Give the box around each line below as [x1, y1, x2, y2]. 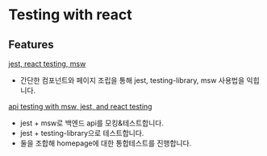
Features [8, 38, 54, 51]
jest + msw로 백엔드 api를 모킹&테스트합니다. [19, 118, 164, 128]
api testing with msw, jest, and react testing [8, 102, 152, 111]
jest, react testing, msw [8, 59, 86, 68]
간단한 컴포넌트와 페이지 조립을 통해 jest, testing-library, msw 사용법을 [19, 76, 245, 85]
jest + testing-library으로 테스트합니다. [19, 129, 144, 138]
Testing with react [8, 6, 132, 24]
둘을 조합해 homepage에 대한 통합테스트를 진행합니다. [19, 138, 192, 148]
